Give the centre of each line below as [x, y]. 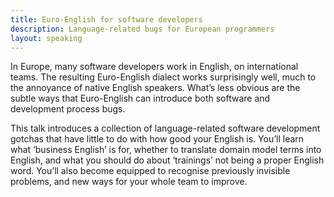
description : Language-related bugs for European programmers [142, 29]
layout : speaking [46, 38]
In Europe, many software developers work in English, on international [154, 67]
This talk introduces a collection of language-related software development [165, 128]
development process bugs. [68, 109]
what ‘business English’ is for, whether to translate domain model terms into [166, 150]
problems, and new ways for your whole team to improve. [129, 182]
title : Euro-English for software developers [106, 19]
